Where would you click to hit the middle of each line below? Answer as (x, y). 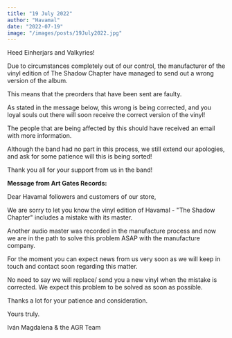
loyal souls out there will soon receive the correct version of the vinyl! (106, 115)
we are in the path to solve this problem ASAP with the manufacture (104, 238)
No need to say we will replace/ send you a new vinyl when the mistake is (112, 280)
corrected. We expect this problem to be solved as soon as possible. (105, 287)
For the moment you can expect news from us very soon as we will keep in (114, 259)
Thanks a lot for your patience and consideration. (78, 301)
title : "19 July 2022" (40, 14)
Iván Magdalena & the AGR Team (54, 328)
